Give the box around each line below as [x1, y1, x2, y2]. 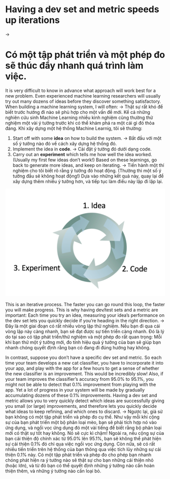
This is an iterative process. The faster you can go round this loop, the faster [5, 301, 165, 307]
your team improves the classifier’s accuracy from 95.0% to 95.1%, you [5, 376, 154, 382]
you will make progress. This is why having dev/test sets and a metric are [5, 307, 158, 313]
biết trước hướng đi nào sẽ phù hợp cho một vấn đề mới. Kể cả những [5, 109, 151, 115]
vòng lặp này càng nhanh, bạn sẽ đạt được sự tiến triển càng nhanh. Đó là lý [5, 328, 165, 334]
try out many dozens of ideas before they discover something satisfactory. [5, 98, 161, 104]
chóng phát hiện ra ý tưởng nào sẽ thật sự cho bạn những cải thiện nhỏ [5, 457, 154, 463]
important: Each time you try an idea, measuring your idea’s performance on [5, 312, 165, 318]
